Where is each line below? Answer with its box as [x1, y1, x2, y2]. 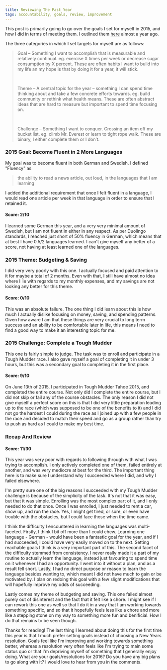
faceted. [5, 529, 22, 535]
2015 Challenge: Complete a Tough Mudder [5, 339, 112, 346]
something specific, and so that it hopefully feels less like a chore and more [5, 607, 160, 613]
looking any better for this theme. [5, 284, 74, 289]
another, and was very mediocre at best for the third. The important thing [5, 467, 155, 473]
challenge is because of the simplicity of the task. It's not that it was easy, [5, 493, 157, 499]
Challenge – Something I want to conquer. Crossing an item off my [17, 125, 153, 132]
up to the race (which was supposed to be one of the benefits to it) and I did [5, 405, 161, 411]
